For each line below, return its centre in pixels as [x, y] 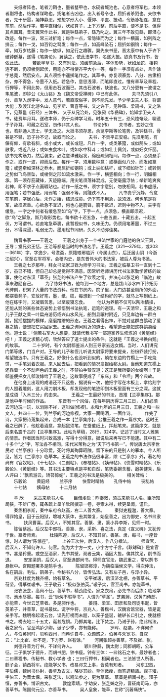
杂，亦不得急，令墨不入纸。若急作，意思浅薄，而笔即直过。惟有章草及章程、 [83, 81]
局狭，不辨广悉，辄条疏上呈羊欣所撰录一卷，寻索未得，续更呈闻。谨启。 [79, 504]
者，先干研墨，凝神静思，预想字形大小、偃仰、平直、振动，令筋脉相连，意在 [83, 20]
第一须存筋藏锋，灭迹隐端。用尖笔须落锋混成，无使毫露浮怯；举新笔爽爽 [87, 180]
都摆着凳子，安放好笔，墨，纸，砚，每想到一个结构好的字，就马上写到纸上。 [83, 296]
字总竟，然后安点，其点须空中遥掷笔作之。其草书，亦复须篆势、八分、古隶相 [83, 75]
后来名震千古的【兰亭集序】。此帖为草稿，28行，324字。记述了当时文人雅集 [82, 432]
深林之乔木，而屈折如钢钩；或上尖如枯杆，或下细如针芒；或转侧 [96, 168]
